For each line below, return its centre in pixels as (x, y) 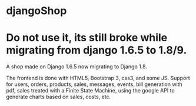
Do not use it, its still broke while (87, 38)
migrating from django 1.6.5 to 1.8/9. (97, 50)
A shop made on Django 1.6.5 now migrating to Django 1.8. (77, 67)
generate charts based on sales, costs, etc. (58, 97)
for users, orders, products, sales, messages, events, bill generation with (94, 84)
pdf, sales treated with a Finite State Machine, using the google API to (90, 91)
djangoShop (36, 11)
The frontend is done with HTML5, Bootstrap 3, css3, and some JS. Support (98, 78)
